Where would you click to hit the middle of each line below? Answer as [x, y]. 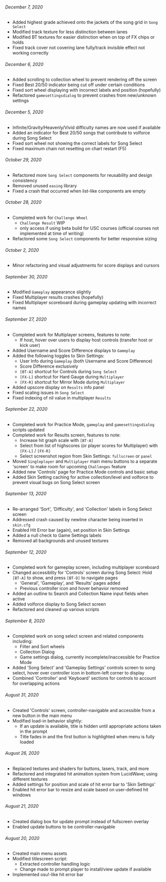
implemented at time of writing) [52, 233]
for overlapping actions [36, 683]
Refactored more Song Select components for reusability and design [82, 175]
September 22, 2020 [27, 409]
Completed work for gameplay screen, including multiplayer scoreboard [86, 567]
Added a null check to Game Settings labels [57, 536]
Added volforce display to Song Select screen [59, 604]
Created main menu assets [40, 854]
